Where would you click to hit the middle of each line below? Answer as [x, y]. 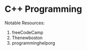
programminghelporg [33, 43]
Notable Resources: [25, 23]
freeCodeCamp [27, 32]
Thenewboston [27, 38]
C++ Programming [43, 9]
